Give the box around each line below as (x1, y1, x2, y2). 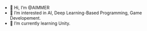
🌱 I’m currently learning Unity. (9, 20, 71, 26)
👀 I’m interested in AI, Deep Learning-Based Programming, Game (9, 10, 142, 16)
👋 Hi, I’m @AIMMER (9, 5, 50, 10)
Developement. (9, 15, 41, 21)
